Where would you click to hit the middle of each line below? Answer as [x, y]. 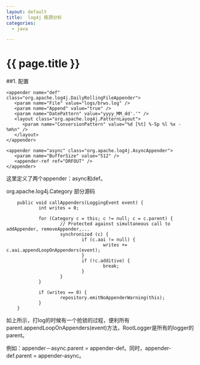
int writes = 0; [59, 208]
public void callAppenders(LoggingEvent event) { [80, 203]
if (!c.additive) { [106, 261]
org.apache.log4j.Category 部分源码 [51, 191]
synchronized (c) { [84, 235]
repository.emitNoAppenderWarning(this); [112, 298]
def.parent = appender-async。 [45, 356]
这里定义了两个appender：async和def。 [56, 179]
